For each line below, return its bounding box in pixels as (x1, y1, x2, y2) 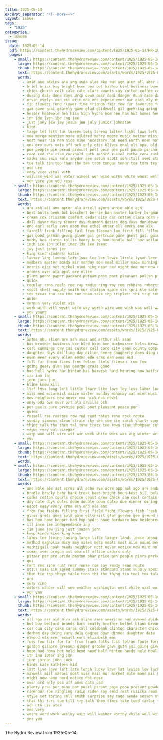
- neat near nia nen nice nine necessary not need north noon (22, 138, 151, 143)
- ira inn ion (22, 373, 51, 378)
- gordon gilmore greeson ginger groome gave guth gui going (22, 644, 149, 649)
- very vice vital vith (22, 170, 70, 175)
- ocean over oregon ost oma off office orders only (22, 549, 131, 554)
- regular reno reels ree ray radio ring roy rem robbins (22, 283, 142, 288)
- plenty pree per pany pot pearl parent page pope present (22, 685, 147, 690)
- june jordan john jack (22, 657, 73, 662)
